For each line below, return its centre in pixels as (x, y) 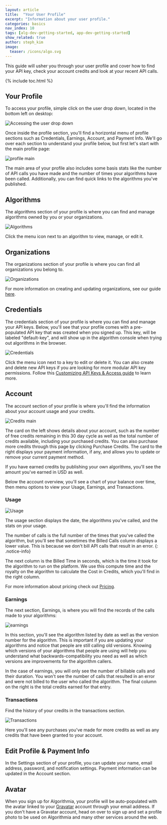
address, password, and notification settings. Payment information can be (81, 768)
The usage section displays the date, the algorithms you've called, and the (82, 520)
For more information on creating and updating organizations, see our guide (83, 289)
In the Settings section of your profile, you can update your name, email (79, 763)
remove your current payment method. (45, 457)
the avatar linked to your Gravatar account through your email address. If (80, 807)
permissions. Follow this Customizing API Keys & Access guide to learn (78, 373)
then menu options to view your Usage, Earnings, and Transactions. (75, 487)
